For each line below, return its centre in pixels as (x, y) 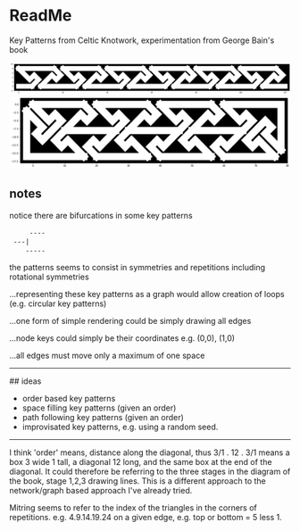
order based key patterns (69, 398)
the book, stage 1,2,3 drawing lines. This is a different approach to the (137, 481)
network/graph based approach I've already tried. (101, 490)
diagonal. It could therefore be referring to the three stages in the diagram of (150, 471)
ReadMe (41, 16)
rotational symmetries (49, 277)
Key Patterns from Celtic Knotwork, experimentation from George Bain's (142, 40)
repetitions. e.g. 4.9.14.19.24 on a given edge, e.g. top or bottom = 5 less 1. (146, 517)
